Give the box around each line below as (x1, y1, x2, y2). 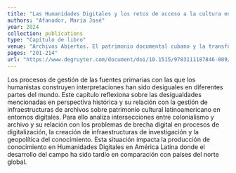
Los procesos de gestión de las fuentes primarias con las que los (7, 75, 196, 84)
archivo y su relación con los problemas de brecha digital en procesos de (7, 120, 220, 129)
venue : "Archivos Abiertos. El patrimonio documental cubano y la (7, 43, 206, 50)
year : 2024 (7, 23, 39, 30)
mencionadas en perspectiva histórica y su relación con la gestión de (7, 98, 209, 106)
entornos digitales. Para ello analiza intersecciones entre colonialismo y (7, 113, 214, 121)
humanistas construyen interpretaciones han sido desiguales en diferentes (7, 82, 223, 91)
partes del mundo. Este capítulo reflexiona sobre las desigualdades (7, 90, 202, 98)
